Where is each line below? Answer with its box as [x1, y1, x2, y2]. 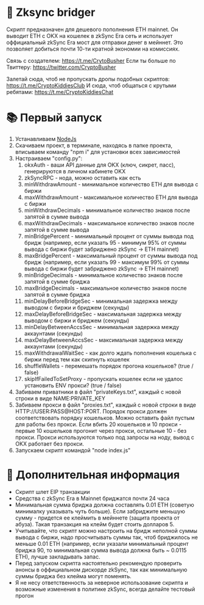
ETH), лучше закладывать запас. [15, 552, 100, 560]
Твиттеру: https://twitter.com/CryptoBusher [6, 63, 116, 71]
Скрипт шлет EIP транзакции [15, 488, 90, 495]
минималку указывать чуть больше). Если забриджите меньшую [15, 507, 186, 515]
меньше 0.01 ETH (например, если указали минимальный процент [15, 540, 189, 547]
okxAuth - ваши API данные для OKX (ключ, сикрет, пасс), [24, 161, 175, 168]
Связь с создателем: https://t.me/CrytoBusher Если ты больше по [6, 57, 176, 64]
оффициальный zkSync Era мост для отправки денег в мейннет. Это [6, 38, 183, 46]
